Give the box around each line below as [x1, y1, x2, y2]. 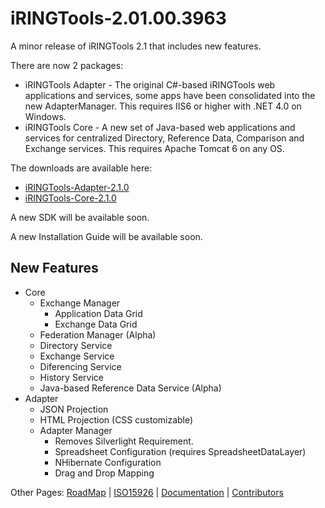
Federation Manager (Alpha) [39, 328, 157, 341]
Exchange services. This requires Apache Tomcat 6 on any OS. [24, 142, 285, 154]
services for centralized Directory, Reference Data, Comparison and [24, 132, 305, 144]
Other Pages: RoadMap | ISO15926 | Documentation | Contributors [10, 486, 284, 498]
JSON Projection [39, 403, 109, 415]
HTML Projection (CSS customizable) [39, 413, 194, 426]
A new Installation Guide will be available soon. [10, 230, 203, 242]
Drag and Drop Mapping [54, 467, 155, 479]
